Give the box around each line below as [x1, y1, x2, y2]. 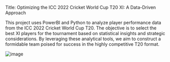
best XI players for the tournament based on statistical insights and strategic [5, 30, 165, 36]
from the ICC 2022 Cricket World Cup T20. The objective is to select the [5, 25, 157, 31]
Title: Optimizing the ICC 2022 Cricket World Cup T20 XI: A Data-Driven [5, 5, 156, 10]
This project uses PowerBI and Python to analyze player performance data [5, 20, 161, 25]
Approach [5, 10, 26, 16]
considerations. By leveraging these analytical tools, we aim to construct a [5, 36, 161, 42]
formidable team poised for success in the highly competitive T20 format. [5, 41, 160, 47]
